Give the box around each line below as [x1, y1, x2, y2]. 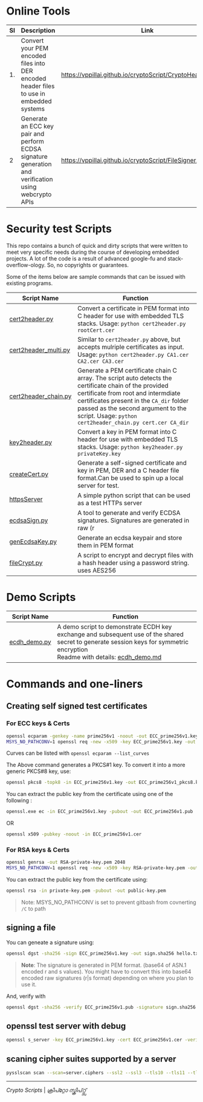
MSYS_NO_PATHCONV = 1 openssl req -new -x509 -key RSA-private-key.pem [6, 865, 185, 871]
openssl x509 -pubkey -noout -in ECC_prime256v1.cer [6, 831, 142, 837]
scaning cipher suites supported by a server [6, 1054, 176, 1064]
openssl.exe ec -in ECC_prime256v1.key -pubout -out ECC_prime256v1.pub [6, 809, 193, 815]
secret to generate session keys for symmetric [57, 637, 189, 646]
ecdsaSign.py [9, 516, 48, 525]
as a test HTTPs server [77, 499, 143, 507]
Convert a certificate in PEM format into [77, 304, 190, 313]
